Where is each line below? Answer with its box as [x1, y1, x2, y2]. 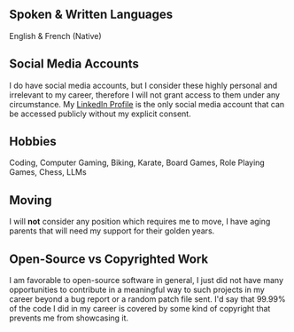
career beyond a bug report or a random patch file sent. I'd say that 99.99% [9, 294, 286, 304]
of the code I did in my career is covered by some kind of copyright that [9, 304, 271, 314]
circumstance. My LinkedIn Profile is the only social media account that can [9, 99, 285, 109]
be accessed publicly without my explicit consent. [9, 108, 192, 119]
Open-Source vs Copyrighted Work [9, 251, 209, 266]
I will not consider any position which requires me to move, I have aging [9, 217, 271, 227]
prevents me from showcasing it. [9, 312, 129, 323]
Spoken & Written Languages [9, 7, 174, 22]
